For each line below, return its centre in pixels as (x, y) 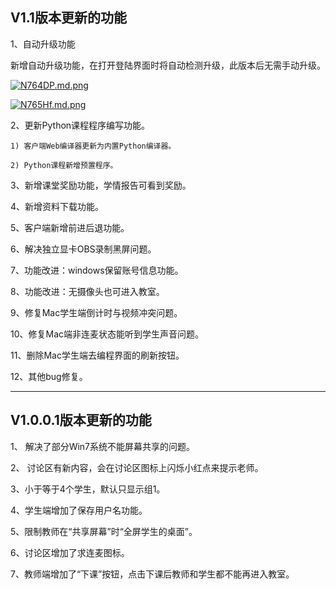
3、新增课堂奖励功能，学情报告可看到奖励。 (101, 185)
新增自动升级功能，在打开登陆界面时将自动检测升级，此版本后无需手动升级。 (168, 65)
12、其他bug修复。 (49, 376)
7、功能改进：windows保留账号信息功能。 (97, 270)
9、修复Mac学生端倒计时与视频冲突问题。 (96, 312)
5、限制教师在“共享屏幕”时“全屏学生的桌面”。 (104, 531)
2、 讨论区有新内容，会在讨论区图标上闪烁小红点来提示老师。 (137, 467)
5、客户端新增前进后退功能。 (70, 227)
